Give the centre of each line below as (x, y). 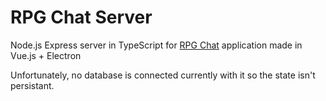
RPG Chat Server (81, 17)
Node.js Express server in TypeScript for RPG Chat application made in (156, 45)
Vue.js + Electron (46, 55)
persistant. (32, 85)
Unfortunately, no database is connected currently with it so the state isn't (163, 75)
